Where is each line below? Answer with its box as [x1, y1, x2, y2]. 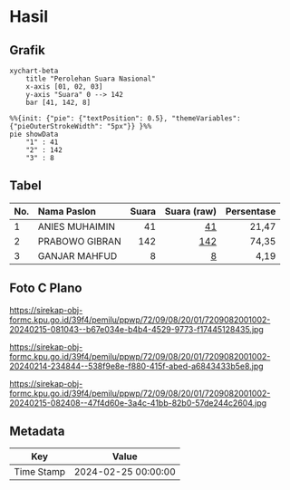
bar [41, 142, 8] [25, 98, 92, 107]
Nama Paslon [37, 205, 97, 217]
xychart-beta [9, 66, 59, 75]
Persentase [225, 205, 276, 217]
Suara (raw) [164, 205, 217, 217]
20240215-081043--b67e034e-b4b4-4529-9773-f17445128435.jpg [9, 323, 265, 334]
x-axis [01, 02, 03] [25, 82, 103, 91]
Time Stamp [14, 466, 66, 478]
